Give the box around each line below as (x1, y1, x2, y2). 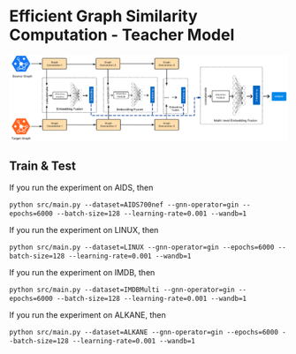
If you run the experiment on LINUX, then (9, 224, 159, 235)
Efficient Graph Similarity (9, 6, 198, 26)
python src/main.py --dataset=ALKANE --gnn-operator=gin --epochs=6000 (9, 328, 278, 336)
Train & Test (9, 159, 77, 174)
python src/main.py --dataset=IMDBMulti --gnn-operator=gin (9, 285, 236, 294)
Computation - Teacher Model (9, 25, 235, 45)
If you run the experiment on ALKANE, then (9, 309, 166, 320)
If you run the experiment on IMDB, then (9, 267, 156, 277)
